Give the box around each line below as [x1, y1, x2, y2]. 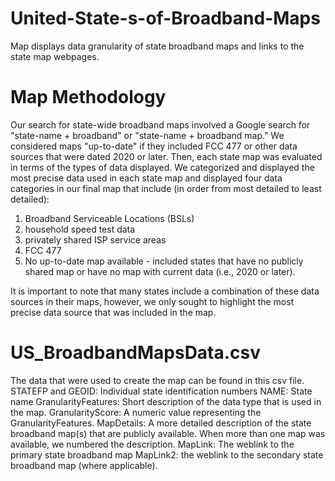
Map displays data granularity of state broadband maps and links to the [10, 40, 305, 52]
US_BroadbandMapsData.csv [10, 342, 262, 364]
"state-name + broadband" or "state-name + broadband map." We [10, 129, 285, 141]
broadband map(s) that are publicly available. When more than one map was [10, 427, 326, 439]
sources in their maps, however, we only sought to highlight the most [10, 295, 295, 307]
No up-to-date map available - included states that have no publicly [24, 255, 304, 267]
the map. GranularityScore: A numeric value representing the [10, 406, 262, 418]
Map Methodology [10, 86, 167, 109]
